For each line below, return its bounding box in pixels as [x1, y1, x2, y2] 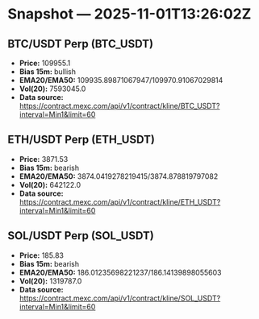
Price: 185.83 [19, 251, 64, 260]
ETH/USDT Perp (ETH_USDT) [7, 133, 155, 147]
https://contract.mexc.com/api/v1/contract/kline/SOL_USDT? [19, 293, 221, 303]
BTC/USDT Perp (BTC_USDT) [7, 37, 154, 51]
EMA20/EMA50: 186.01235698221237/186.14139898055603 [19, 267, 222, 277]
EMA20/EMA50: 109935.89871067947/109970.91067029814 [19, 76, 223, 85]
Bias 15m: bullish [19, 67, 76, 77]
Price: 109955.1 [19, 58, 71, 68]
